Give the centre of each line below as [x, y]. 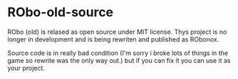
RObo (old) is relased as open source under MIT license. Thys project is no [117, 32]
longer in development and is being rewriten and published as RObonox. [113, 39]
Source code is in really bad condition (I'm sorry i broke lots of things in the [118, 53]
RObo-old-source [61, 12]
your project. [26, 68]
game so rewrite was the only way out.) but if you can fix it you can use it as [119, 60]
